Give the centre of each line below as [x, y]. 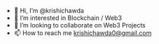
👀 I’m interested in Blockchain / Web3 [68, 18]
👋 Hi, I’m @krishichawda [49, 11]
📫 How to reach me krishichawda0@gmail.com [83, 33]
